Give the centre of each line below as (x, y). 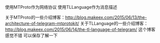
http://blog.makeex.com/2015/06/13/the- (106, 17)
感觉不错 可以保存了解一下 (31, 36)
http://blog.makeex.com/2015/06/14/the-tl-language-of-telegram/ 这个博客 (80, 29)
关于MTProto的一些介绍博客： (35, 17)
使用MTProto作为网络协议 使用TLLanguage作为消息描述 (61, 7)
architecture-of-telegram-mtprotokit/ (42, 23)
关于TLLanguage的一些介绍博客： (114, 23)
